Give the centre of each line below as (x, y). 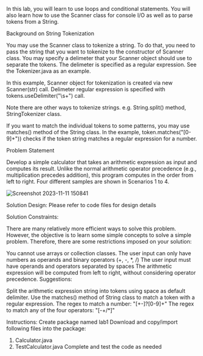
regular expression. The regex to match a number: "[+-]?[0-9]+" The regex (100, 304)
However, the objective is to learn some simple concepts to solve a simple (99, 235)
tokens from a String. (33, 22)
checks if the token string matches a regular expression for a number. (110, 139)
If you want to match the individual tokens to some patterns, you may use (98, 126)
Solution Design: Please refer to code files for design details (81, 205)
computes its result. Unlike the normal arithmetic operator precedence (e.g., (101, 169)
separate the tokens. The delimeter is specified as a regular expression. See (101, 64)
